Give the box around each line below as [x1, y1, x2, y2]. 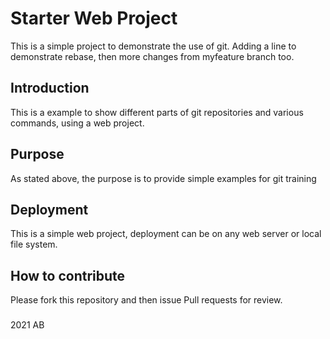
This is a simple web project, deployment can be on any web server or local [10, 228, 322, 240]
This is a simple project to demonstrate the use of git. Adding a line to [10, 40, 297, 52]
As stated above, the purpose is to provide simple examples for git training [10, 172, 317, 184]
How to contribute [10, 267, 126, 284]
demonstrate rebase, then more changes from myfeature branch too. [10, 50, 295, 62]
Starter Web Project [10, 7, 178, 30]
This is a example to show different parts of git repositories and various [10, 106, 304, 118]
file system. [10, 238, 58, 251]
